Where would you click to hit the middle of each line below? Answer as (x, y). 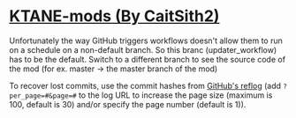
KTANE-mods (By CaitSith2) (114, 16)
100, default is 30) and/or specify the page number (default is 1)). (128, 104)
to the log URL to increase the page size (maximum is (175, 95)
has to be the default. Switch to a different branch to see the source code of (147, 59)
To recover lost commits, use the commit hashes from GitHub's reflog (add (145, 85)
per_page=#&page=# (43, 96)
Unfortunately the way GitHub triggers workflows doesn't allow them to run (146, 41)
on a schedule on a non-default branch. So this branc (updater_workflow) (143, 49)
